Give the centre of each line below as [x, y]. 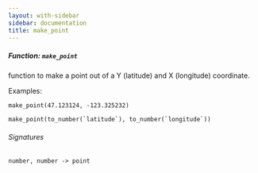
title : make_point [39, 30]
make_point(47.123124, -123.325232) [69, 106]
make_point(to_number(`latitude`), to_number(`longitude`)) [110, 120]
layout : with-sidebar [44, 15]
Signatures [26, 136]
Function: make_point [43, 56]
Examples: [25, 91]
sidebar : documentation [48, 23]
